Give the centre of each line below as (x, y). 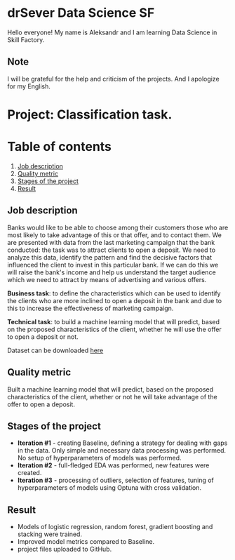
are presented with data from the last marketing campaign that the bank (111, 242)
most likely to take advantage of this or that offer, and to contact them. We (115, 235)
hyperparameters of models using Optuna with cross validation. (109, 488)
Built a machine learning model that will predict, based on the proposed (110, 389)
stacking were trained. (50, 534)
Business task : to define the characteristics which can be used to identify (114, 293)
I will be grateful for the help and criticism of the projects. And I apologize (113, 79)
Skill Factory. (26, 39)
